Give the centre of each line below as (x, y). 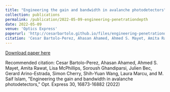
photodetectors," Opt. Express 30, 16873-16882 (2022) (63, 84)
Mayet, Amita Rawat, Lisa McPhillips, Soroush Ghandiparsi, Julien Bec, (79, 68)
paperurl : (16, 34)
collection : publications (32, 15)
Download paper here (28, 53)
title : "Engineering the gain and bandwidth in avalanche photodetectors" (86, 10)
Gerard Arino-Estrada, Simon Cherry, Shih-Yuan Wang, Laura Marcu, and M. (84, 73)
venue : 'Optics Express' (31, 29)
